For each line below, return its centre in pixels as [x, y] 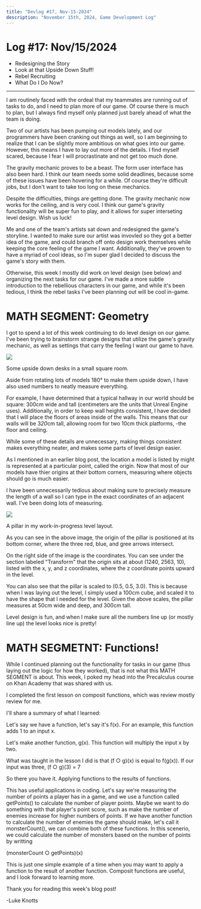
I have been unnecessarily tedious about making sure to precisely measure [99, 490]
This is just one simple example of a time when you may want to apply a [95, 865]
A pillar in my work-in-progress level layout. [60, 526]
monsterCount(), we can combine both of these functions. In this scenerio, [98, 829]
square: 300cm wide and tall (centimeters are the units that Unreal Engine [97, 404]
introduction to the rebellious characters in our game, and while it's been [96, 286]
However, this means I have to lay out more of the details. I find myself [93, 150]
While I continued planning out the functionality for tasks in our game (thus [98, 664]
